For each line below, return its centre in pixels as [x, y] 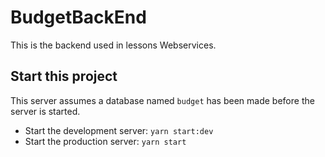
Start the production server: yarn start [105, 141]
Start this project [64, 76]
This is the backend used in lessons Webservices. [113, 45]
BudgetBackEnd [78, 17]
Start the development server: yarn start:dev [119, 130]
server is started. [45, 111]
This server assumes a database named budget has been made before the [162, 100]
